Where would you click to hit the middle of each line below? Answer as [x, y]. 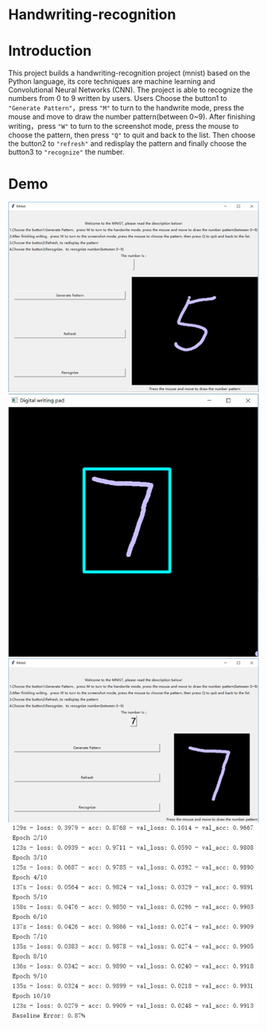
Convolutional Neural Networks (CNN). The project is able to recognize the [131, 90]
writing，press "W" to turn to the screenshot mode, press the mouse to [124, 126]
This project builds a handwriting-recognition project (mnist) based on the [129, 73]
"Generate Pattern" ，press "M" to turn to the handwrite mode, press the [126, 108]
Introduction [50, 51]
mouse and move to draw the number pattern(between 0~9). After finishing [132, 117]
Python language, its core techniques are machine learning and [112, 82]
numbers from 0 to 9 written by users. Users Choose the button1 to [118, 99]
